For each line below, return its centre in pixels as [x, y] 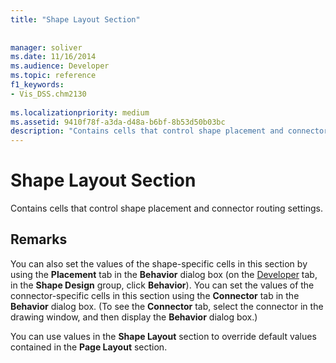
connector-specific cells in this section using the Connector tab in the [155, 295]
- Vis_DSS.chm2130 [48, 94]
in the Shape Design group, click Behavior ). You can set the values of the [162, 285]
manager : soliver [46, 47]
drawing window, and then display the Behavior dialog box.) [134, 317]
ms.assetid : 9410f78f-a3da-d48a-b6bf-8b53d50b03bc [118, 122]
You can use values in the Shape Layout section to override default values [163, 336]
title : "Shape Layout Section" [75, 19]
